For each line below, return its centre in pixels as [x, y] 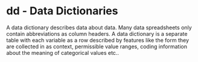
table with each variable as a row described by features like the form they [97, 40]
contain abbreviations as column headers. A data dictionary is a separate [97, 33]
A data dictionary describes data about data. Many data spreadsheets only [99, 27]
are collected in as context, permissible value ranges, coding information [97, 46]
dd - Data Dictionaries [62, 11]
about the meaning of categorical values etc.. [63, 52]
